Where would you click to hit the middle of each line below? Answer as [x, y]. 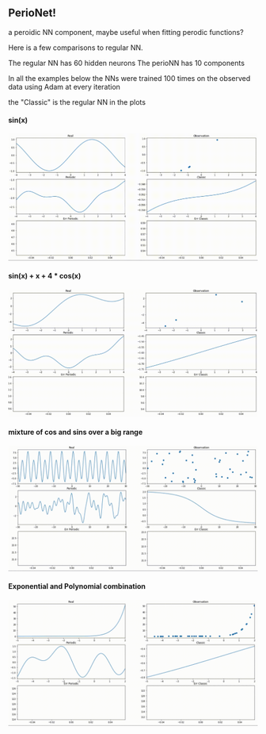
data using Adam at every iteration [65, 86]
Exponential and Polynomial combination [77, 586]
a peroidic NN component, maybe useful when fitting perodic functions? [126, 32]
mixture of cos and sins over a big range [76, 432]
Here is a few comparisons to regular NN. [76, 48]
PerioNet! [32, 13]
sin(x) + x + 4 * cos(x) [45, 276]
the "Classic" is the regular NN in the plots [77, 102]
